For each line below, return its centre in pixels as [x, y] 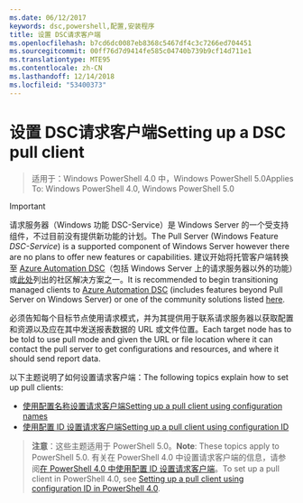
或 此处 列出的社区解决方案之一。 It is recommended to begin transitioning [144, 279]
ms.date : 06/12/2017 [48, 18]
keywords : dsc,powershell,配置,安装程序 [82, 26]
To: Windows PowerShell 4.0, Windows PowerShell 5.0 [133, 188]
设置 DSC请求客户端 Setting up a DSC [148, 132]
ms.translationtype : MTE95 [60, 60]
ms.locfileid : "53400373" [58, 85]
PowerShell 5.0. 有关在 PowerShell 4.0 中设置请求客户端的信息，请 [155, 457]
